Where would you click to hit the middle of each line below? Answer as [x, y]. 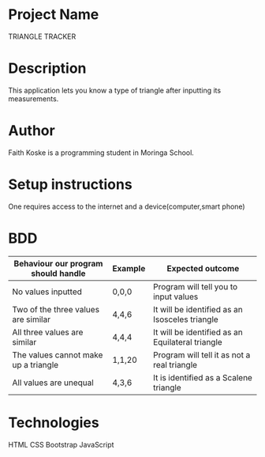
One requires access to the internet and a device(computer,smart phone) [127, 206]
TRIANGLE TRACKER [42, 36]
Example [129, 268]
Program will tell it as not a [202, 355]
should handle [58, 273]
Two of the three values [56, 309]
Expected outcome [203, 268]
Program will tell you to [195, 286]
